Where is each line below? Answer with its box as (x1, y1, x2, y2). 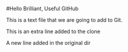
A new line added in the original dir (6, 40, 91, 46)
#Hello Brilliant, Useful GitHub (6, 5, 78, 12)
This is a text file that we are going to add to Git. (6, 17, 123, 23)
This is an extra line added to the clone (6, 28, 101, 35)
